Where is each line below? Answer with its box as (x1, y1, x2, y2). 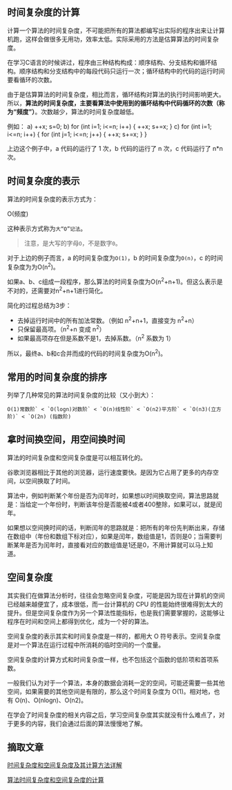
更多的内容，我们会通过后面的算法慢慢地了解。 (12, 719, 146, 728)
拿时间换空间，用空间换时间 (7, 434, 126, 445)
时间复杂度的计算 (7, 6, 80, 19)
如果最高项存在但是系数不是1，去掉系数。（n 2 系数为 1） (17, 333, 175, 342)
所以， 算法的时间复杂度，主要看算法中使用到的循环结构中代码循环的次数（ (7, 99, 219, 107)
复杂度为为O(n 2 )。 (7, 261, 60, 271)
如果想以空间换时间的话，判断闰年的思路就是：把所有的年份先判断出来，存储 (7, 523, 225, 531)
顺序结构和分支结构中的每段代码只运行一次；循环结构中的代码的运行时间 (19, 66, 225, 75)
